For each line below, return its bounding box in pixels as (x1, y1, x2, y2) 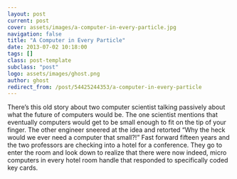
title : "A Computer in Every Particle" (7, 37, 126, 44)
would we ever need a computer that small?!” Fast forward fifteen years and (7, 133, 230, 142)
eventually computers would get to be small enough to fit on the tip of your (7, 118, 226, 127)
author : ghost (7, 76, 50, 84)
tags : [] (7, 51, 33, 58)
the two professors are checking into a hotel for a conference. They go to (7, 140, 223, 150)
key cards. (7, 163, 38, 172)
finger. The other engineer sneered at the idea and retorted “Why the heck (7, 126, 226, 134)
